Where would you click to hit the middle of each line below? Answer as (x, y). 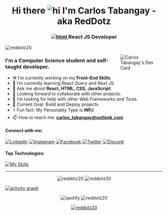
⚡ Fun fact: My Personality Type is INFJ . (53, 110)
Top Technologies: (25, 153)
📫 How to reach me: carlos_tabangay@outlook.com (68, 117)
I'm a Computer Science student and (50, 61)
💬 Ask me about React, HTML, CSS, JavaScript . (62, 88)
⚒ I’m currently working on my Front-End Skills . (62, 78)
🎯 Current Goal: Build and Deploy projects (55, 104)
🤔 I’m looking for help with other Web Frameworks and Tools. (75, 99)
